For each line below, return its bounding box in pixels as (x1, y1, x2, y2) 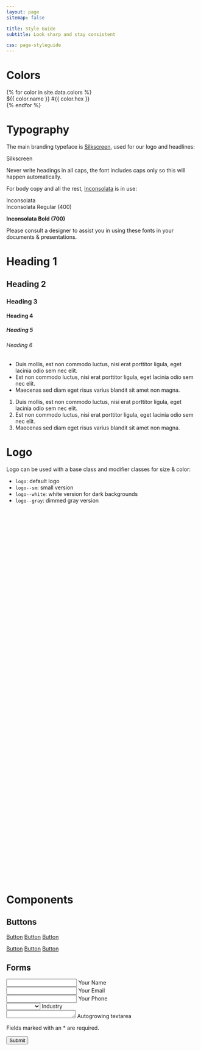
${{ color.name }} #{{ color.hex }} (6, 95, 90, 102)
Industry (41, 1003, 63, 1010)
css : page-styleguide (6, 42, 62, 49)
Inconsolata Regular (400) (6, 203, 72, 210)
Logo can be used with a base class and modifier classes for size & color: (6, 465, 191, 473)
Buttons (6, 917, 37, 927)
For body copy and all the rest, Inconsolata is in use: (6, 185, 137, 192)
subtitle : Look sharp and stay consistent (6, 31, 116, 37)
